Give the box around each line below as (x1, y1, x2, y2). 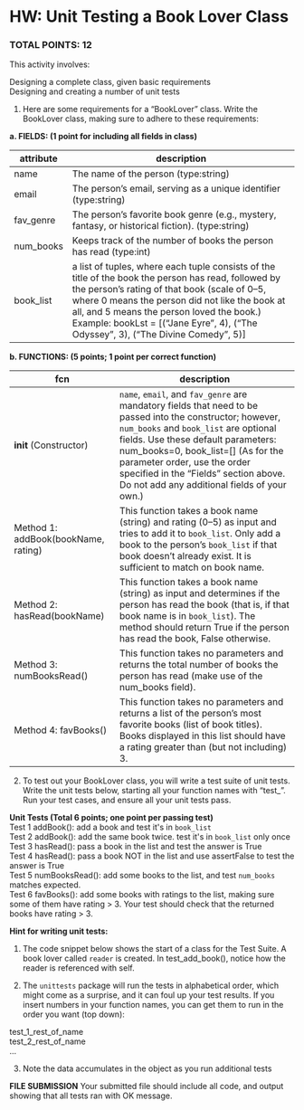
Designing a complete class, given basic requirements (9, 77, 211, 88)
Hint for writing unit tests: (9, 925, 109, 937)
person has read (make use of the (119, 669, 263, 682)
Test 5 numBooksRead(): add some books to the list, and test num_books (9, 870, 276, 881)
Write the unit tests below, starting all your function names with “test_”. (22, 785, 287, 796)
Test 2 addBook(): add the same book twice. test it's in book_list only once (9, 831, 291, 842)
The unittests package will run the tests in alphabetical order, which (22, 980, 279, 991)
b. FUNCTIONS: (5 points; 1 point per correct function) (9, 351, 217, 363)
